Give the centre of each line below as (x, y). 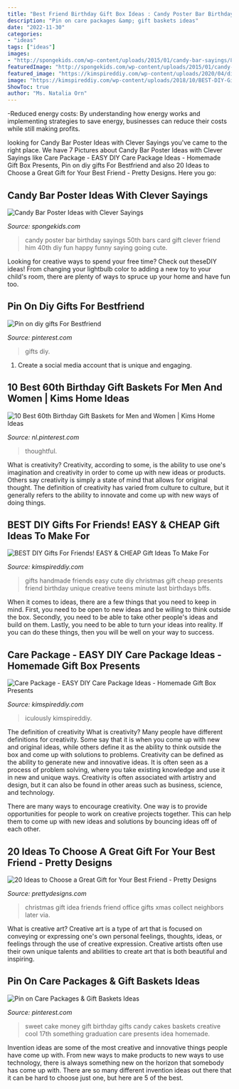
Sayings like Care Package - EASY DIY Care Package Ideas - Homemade (114, 158)
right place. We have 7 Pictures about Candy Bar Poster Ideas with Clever (115, 150)
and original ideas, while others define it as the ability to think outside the (115, 747)
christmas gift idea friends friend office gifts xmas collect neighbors (124, 907)
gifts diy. (37, 351)
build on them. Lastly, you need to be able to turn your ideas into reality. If (115, 625)
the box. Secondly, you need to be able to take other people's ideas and (113, 618)
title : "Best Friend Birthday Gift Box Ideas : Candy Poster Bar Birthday (121, 14)
